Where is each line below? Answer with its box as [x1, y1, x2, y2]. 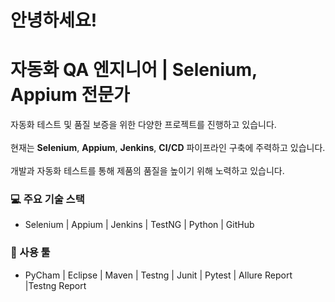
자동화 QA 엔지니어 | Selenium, [10, 59, 258, 81]
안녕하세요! [10, 9, 98, 32]
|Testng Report [24, 279, 87, 291]
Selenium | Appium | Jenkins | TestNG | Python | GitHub [24, 219, 255, 231]
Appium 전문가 [10, 84, 130, 106]
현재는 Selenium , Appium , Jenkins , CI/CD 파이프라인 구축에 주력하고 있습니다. [10, 142, 326, 154]
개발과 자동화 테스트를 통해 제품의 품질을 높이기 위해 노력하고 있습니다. [10, 165, 285, 177]
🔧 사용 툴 [10, 246, 51, 260]
